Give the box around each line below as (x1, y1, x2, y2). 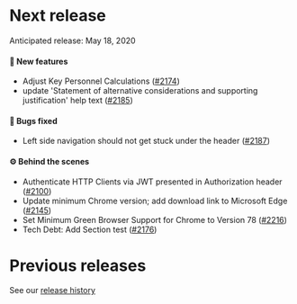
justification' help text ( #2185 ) (22, 95, 133, 106)
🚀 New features (9, 56, 68, 67)
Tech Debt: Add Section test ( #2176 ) (22, 224, 157, 235)
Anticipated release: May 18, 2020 (9, 35, 137, 46)
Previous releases (9, 255, 147, 275)
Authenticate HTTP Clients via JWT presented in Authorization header (22, 176, 283, 187)
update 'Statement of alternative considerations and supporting (22, 85, 258, 96)
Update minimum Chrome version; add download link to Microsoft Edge (22, 195, 288, 206)
